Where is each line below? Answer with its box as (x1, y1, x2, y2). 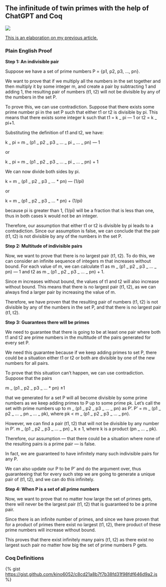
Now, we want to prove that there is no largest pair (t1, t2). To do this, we (5, 253, 155, 259)
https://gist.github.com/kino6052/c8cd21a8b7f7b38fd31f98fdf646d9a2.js (5, 571, 158, 577)
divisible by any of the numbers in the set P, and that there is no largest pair (5, 304, 161, 311)
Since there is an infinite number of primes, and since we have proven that (5, 516, 159, 522)
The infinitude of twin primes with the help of (5, 4, 149, 13)
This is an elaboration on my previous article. (5, 35, 98, 41)
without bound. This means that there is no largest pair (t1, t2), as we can (5, 284, 156, 290)
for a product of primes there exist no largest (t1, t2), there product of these (5, 522, 161, 528)
